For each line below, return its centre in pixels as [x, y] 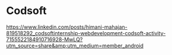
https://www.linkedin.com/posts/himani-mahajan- [67, 27]
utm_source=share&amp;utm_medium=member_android [75, 46]
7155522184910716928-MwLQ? [44, 39]
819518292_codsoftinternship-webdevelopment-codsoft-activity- [86, 33]
